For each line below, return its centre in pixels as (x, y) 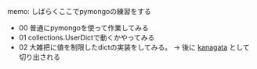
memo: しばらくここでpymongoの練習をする (80, 11)
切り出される (39, 57)
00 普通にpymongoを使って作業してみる (84, 28)
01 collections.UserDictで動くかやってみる (87, 38)
